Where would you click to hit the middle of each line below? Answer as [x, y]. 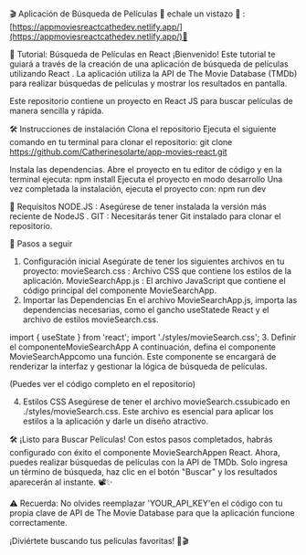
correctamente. [38, 523]
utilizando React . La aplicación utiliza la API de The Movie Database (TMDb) [153, 73]
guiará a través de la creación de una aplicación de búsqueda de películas [149, 64]
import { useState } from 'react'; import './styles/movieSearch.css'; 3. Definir [153, 337]
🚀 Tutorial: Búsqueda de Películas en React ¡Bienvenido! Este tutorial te [142, 54]
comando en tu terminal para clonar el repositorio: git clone [121, 142]
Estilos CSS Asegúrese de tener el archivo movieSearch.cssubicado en [156, 402]
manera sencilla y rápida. [57, 110]
